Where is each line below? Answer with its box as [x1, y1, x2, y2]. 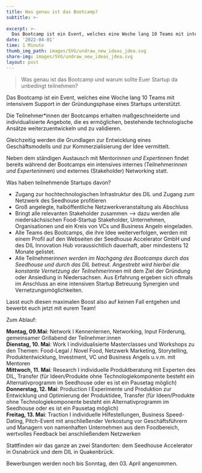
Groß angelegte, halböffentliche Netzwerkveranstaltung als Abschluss [14, 203, 189, 211]
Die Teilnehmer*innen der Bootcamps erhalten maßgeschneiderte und [6, 112, 180, 119]
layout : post [6, 59, 39, 65]
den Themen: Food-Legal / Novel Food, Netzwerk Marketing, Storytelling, [6, 347, 188, 354]
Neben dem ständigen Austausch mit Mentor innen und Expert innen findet [6, 154, 189, 161]
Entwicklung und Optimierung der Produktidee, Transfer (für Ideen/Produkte [6, 392, 195, 399]
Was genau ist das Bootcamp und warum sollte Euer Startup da [20, 76, 178, 83]
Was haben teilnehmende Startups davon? [6, 179, 111, 186]
